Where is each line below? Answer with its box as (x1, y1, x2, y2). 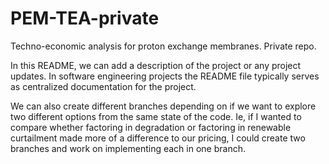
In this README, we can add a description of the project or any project (10, 59, 302, 71)
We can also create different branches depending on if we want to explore (10, 100, 317, 112)
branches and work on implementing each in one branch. (10, 142, 246, 154)
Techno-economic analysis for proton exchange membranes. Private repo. (10, 40, 317, 52)
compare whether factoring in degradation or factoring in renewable (10, 121, 292, 133)
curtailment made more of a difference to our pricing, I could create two (10, 132, 306, 144)
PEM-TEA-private (10, 7, 160, 30)
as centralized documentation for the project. (10, 80, 197, 92)
